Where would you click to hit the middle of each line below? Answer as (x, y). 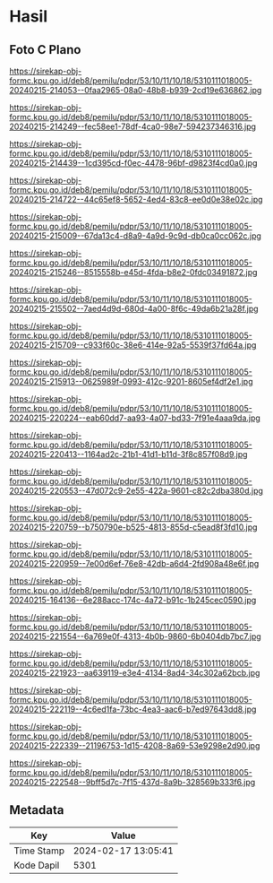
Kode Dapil (37, 865)
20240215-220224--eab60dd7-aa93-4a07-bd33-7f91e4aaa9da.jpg (135, 418)
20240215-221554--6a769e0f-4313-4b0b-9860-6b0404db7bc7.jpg (135, 636)
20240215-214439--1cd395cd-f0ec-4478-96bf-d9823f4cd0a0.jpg (133, 163)
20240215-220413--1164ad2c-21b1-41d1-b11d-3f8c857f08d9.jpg (128, 454)
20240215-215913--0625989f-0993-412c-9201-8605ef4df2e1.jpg (131, 381)
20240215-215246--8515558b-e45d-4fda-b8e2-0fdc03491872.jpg (133, 272)
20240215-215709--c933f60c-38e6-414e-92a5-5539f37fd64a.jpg (133, 345)
